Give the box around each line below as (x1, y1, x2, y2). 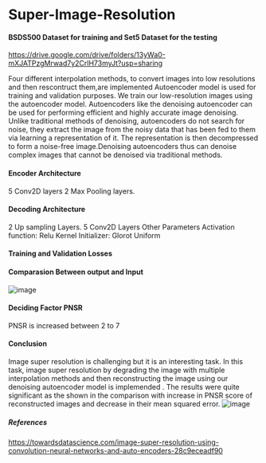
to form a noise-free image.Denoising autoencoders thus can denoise (8, 142, 237, 151)
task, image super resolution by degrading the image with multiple (8, 365, 225, 375)
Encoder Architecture (8, 168, 81, 178)
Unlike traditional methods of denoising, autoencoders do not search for (8, 116, 245, 126)
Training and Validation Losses (8, 249, 113, 258)
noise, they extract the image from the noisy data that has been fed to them (8, 125, 256, 135)
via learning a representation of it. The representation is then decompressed (8, 133, 259, 143)
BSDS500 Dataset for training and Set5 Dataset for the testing (8, 32, 217, 41)
